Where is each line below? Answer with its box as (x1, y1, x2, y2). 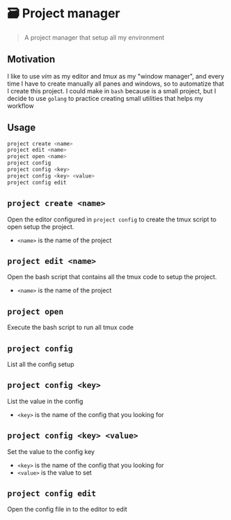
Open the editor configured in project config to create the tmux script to (7, 215, 217, 223)
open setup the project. (7, 222, 74, 230)
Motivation (7, 54, 56, 65)
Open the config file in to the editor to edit (7, 505, 127, 514)
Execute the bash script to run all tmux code (7, 323, 134, 331)
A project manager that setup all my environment (24, 33, 165, 42)
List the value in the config (7, 397, 83, 405)
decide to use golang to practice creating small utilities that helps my (7, 94, 204, 102)
